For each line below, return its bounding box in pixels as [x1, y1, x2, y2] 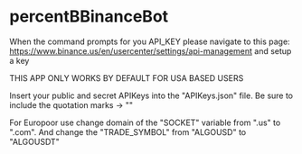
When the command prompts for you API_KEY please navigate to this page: [9, 36, 291, 47]
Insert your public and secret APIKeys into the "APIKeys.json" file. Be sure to [9, 90, 294, 101]
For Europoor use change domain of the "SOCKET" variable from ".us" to [9, 117, 281, 128]
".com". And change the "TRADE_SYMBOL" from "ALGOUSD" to [9, 126, 247, 137]
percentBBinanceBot [9, 6, 169, 27]
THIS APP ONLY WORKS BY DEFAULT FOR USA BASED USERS [9, 72, 244, 83]
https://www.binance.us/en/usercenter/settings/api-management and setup [9, 45, 292, 56]
